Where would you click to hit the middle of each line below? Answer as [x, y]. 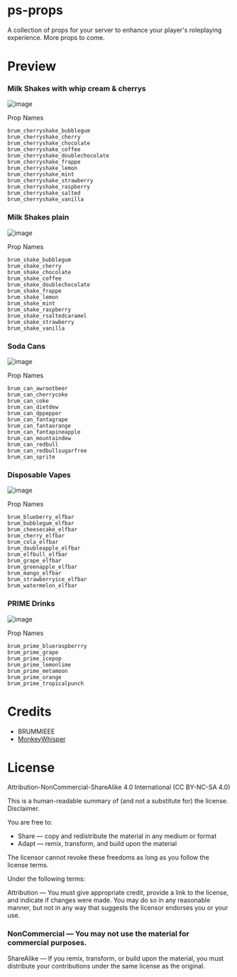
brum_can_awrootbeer [38, 389]
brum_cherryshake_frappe [44, 162]
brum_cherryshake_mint [41, 174]
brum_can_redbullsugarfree [47, 451]
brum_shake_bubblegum [39, 260]
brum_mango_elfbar [34, 573]
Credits [29, 711]
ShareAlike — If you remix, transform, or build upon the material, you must [116, 958]
